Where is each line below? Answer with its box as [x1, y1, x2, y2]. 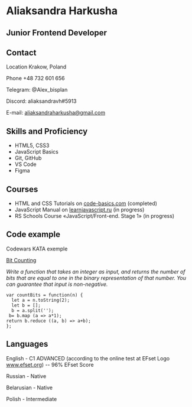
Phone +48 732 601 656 [6, 75, 65, 82]
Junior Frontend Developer [6, 28, 108, 38]
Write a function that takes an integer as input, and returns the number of [6, 268, 186, 275]
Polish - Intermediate [6, 395, 57, 402]
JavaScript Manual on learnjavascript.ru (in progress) [14, 206, 145, 213]
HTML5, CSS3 [14, 142, 50, 149]
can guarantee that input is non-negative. [6, 281, 108, 288]
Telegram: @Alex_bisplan [6, 86, 68, 93]
